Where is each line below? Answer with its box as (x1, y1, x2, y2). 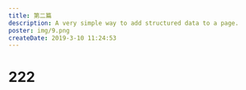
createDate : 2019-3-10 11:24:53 (8, 33, 117, 42)
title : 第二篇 (8, 11, 52, 20)
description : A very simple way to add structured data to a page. (8, 19, 240, 27)
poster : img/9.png (8, 26, 70, 34)
